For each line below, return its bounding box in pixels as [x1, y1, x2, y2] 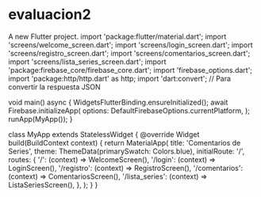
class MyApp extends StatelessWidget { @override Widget [8, 129, 200, 139]
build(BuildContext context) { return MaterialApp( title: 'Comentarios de [8, 138, 241, 147]
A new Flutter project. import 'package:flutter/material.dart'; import [8, 32, 227, 41]
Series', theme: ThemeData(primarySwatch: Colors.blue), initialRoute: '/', [8, 146, 245, 156]
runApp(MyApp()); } [8, 114, 73, 123]
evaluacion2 [8, 6, 91, 24]
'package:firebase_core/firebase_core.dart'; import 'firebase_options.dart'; [8, 65, 252, 74]
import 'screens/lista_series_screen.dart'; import [8, 57, 167, 66]
